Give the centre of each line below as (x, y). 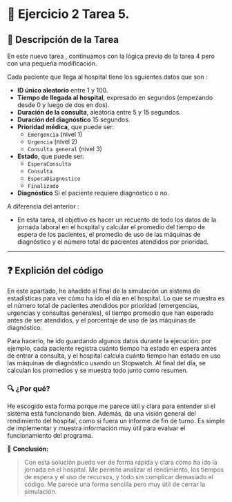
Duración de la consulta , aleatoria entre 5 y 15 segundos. (99, 112)
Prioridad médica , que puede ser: (66, 127)
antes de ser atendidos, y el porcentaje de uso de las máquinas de (101, 320)
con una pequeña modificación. (52, 64)
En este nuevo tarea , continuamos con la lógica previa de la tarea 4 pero (111, 56)
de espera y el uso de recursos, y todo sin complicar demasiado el (119, 477)
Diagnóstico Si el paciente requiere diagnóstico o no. (93, 193)
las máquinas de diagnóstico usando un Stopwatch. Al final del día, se (106, 363)
